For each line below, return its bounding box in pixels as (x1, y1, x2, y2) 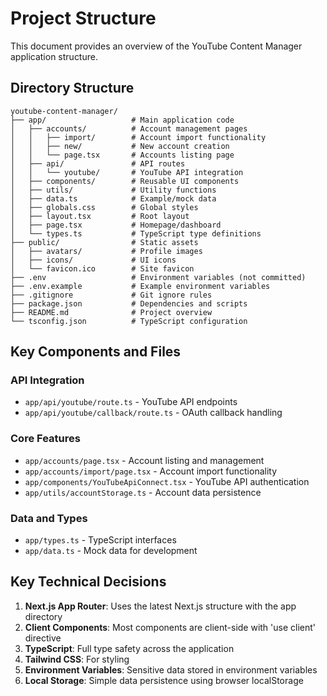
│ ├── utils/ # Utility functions (10, 185, 217, 195)
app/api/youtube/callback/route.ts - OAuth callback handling (24, 407, 283, 419)
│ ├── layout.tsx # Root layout (10, 211, 190, 221)
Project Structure (10, 7, 157, 30)
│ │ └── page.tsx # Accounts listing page (10, 150, 235, 160)
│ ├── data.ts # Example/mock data (10, 193, 217, 204)
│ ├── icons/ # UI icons (10, 255, 177, 265)
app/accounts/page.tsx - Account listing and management (24, 454, 265, 466)
